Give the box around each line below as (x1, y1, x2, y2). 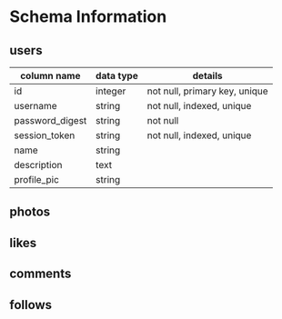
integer (95, 85, 126, 97)
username (14, 100, 57, 112)
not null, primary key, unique (146, 85, 268, 97)
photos (9, 204, 51, 220)
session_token (14, 129, 76, 142)
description (14, 159, 63, 171)
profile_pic (14, 174, 59, 185)
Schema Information (9, 6, 167, 27)
